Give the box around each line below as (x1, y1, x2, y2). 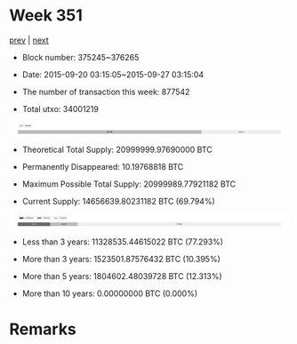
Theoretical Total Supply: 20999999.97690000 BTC (21, 144, 213, 156)
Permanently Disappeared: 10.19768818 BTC (21, 162, 184, 172)
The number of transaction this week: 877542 (21, 86, 190, 97)
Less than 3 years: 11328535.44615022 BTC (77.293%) (21, 236, 224, 247)
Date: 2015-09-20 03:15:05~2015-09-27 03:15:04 (21, 68, 205, 80)
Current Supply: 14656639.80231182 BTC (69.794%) (21, 196, 215, 207)
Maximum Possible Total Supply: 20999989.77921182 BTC (21, 179, 237, 189)
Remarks (9, 319, 77, 340)
